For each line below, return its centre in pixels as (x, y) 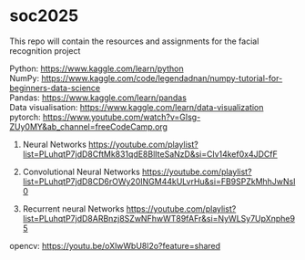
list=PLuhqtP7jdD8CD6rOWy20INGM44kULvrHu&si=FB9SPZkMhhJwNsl (159, 181)
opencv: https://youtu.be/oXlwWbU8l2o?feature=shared (115, 245)
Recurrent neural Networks (73, 208)
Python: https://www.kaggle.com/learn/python (97, 68)
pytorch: (25, 117)
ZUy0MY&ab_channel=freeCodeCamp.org (89, 126)
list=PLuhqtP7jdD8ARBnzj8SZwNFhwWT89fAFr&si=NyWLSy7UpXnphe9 (159, 218)
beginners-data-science (55, 88)
